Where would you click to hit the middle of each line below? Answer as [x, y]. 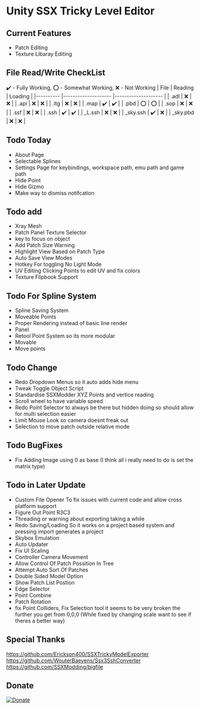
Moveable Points [36, 317]
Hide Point [28, 180]
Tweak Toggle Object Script [49, 389]
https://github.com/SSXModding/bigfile [55, 666]
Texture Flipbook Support [46, 277]
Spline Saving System [42, 311]
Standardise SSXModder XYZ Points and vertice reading [84, 395]
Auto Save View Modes [44, 258]
